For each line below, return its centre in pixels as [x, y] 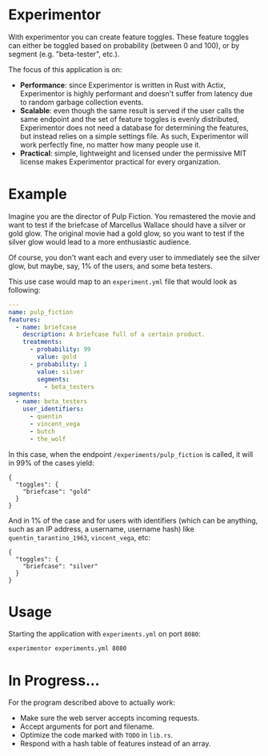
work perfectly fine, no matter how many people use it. [110, 144]
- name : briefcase [46, 327]
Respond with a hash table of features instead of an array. [115, 744]
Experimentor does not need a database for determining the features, [134, 127]
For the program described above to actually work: [92, 702]
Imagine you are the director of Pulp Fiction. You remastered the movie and [132, 216]
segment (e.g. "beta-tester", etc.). [64, 54]
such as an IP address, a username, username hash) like [101, 529]
